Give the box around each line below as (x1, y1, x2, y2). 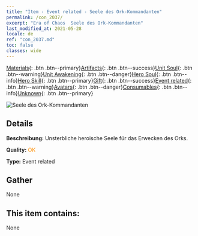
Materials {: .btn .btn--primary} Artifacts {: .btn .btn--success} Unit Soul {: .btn (6, 64, 193, 71)
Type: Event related (6, 158, 55, 165)
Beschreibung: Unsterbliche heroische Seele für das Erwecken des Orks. (6, 134, 188, 141)
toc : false (6, 43, 34, 49)
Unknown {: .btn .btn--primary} (17, 89, 94, 96)
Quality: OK (6, 146, 36, 153)
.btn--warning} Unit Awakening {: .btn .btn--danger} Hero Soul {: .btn (6, 70, 172, 78)
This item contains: (6, 208, 80, 219)
